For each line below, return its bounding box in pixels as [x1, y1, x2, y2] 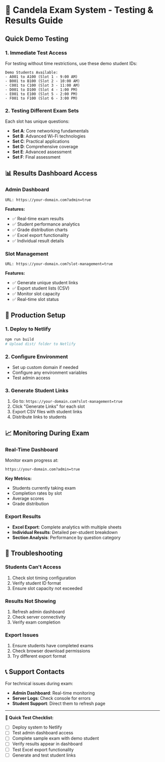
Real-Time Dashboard [5, 446, 58, 453]
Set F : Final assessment [12, 154, 60, 160]
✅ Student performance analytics [12, 221, 80, 227]
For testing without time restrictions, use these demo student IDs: [5, 60, 137, 66]
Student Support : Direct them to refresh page [12, 700, 106, 706]
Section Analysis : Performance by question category [12, 534, 121, 541]
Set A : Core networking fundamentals [12, 128, 89, 134]
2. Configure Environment [5, 353, 68, 360]
